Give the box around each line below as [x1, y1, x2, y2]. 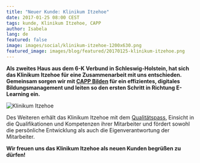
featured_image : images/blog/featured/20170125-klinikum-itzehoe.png [6, 48, 185, 54]
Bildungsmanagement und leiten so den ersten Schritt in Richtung [6, 84, 175, 91]
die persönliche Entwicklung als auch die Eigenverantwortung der [6, 126, 170, 133]
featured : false [6, 37, 47, 43]
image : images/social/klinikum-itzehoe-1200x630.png [6, 43, 142, 49]
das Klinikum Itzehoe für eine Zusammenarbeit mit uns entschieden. [6, 71, 182, 78]
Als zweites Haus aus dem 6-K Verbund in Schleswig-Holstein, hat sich [6, 65, 189, 72]
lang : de [6, 31, 28, 37]
